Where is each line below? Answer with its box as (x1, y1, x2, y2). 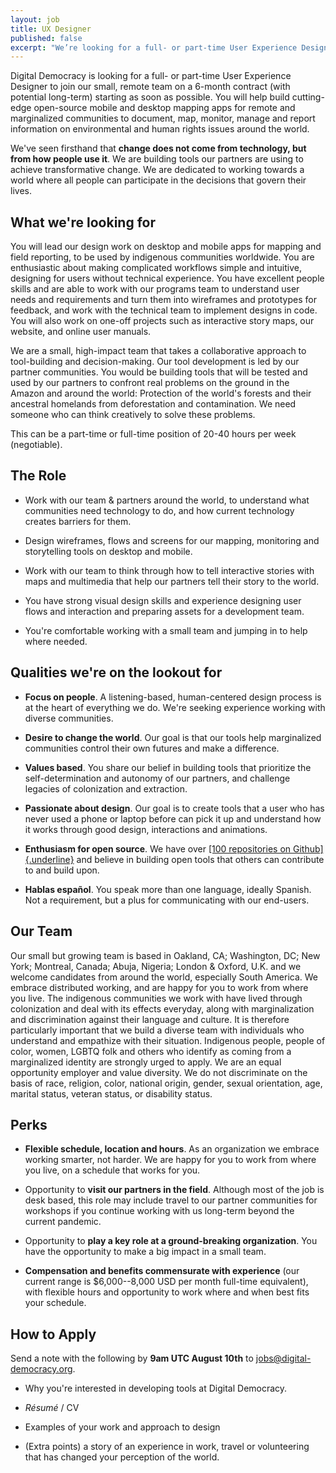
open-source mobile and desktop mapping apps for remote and (33, 102, 296, 114)
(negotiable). (10, 439, 63, 451)
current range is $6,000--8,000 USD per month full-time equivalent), (24, 1276, 309, 1288)
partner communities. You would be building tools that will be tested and (10, 366, 308, 378)
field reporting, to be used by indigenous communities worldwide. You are (10, 251, 315, 263)
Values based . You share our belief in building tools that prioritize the (24, 761, 312, 773)
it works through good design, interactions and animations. (24, 823, 268, 835)
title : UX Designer (10, 24, 92, 34)
